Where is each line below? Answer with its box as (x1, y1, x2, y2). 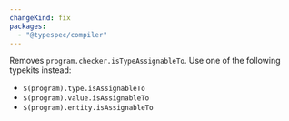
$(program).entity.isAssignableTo (22, 104, 154, 113)
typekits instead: (9, 65, 72, 76)
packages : (9, 22, 47, 31)
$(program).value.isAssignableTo (22, 94, 150, 103)
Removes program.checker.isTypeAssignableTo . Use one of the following (9, 55, 281, 66)
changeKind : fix (9, 13, 71, 23)
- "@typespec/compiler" (17, 30, 107, 39)
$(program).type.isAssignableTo (22, 84, 145, 94)
